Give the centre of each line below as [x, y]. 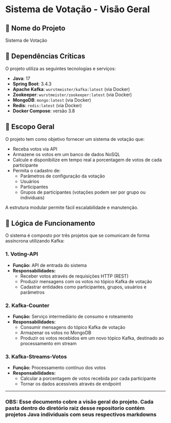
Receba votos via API [35, 149]
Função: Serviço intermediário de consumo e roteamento [73, 317]
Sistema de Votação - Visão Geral [78, 9]
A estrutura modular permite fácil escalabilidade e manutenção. [72, 207]
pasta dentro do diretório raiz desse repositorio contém [75, 408]
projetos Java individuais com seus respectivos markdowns [81, 414]
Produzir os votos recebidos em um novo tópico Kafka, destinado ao [92, 338]
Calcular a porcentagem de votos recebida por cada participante [88, 379]
